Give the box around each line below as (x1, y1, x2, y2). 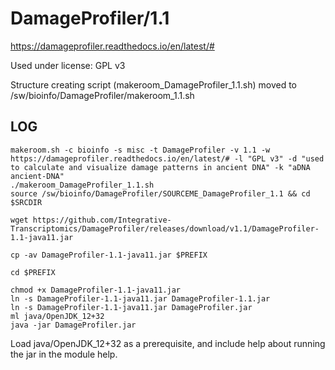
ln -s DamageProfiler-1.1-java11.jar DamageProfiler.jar (10, 302, 253, 312)
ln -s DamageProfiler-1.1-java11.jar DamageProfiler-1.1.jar (10, 293, 271, 304)
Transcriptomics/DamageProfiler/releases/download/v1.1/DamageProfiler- (10, 223, 320, 234)
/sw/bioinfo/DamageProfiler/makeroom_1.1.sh (10, 89, 195, 101)
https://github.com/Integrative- (32, 215, 172, 225)
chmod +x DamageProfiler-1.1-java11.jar (10, 285, 182, 295)
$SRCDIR (10, 197, 43, 207)
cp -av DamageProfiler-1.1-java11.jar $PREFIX (10, 250, 208, 260)
